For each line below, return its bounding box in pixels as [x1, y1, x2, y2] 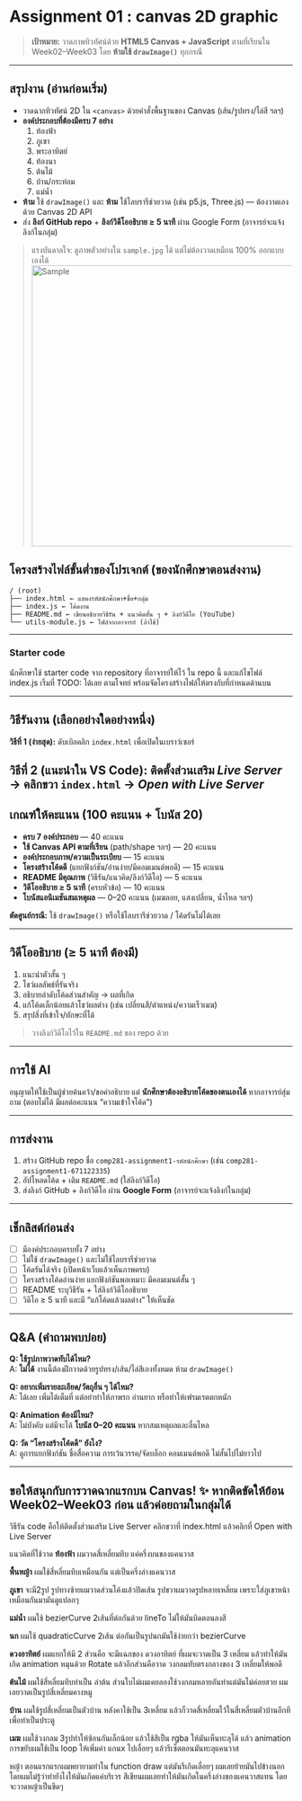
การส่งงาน [9, 1131, 54, 1146]
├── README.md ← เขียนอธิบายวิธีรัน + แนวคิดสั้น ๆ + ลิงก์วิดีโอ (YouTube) [9, 610, 235, 619]
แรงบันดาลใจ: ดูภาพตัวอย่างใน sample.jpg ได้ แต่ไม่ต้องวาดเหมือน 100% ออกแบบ [31, 245, 285, 255]
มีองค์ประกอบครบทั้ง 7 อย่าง [22, 1244, 106, 1255]
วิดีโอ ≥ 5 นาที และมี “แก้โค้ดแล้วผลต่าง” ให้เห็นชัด [22, 1295, 175, 1306]
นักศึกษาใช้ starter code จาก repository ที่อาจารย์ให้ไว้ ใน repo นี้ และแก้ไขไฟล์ [9, 667, 262, 678]
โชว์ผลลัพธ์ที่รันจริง [22, 978, 79, 990]
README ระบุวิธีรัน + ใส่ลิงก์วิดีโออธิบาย [22, 1284, 148, 1296]
